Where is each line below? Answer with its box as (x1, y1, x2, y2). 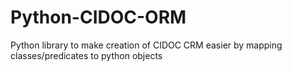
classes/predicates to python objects (10, 49, 163, 61)
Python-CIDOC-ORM (10, 6, 187, 29)
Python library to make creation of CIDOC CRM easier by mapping (10, 39, 283, 51)
